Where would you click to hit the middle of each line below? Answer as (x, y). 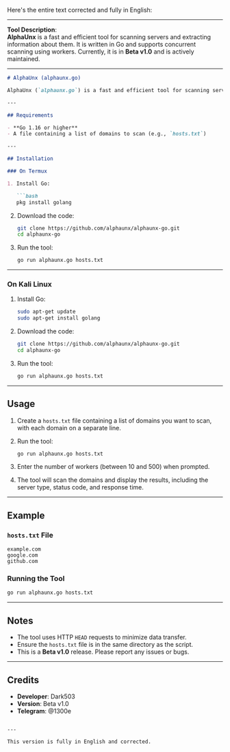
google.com (23, 555)
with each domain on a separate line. (69, 428)
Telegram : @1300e (44, 711)
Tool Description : (32, 30)
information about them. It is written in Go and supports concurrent (102, 44)
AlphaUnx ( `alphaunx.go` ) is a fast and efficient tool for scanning (108, 90)
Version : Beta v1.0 (43, 703)
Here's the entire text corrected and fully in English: (80, 10)
